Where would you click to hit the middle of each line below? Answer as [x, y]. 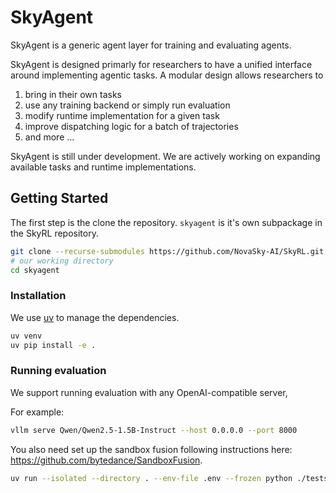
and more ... [49, 137]
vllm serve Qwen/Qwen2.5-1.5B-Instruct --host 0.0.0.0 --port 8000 [154, 430]
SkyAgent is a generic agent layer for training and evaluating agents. [151, 45]
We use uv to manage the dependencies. [95, 317]
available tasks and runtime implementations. [103, 167]
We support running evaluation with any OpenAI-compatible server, [149, 392]
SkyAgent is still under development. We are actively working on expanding [165, 156]
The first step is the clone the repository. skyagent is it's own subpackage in [166, 222]
